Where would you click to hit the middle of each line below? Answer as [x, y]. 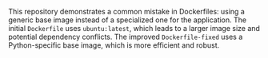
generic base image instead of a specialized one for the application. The [127, 20]
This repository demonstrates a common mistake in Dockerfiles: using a [127, 12]
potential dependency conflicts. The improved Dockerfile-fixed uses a [126, 37]
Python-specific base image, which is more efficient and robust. [114, 45]
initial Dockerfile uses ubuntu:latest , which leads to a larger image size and [134, 28]
